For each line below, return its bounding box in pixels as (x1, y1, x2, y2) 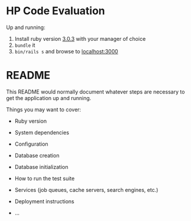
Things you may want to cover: (6, 105, 81, 113)
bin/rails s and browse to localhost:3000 (14, 47, 118, 55)
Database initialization (14, 163, 69, 170)
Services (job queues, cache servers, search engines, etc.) (14, 186, 159, 193)
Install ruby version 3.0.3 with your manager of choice (14, 35, 146, 42)
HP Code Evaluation (6, 4, 106, 18)
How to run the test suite (14, 175, 75, 182)
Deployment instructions (14, 197, 75, 205)
